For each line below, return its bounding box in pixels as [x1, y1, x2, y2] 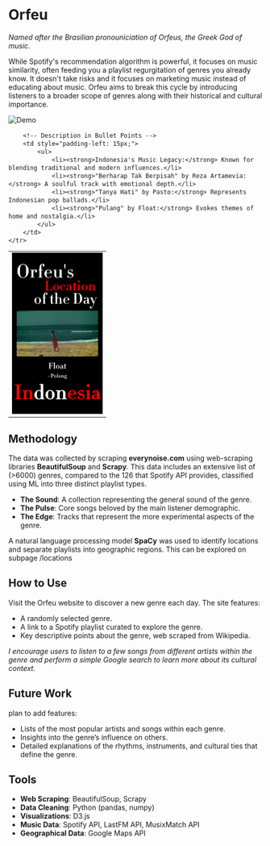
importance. [8, 99, 49, 109]
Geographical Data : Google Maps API [19, 828, 147, 838]
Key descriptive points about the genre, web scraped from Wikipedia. [19, 631, 251, 640]
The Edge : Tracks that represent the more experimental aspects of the [19, 512, 255, 521]
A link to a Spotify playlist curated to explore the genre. [19, 622, 203, 631]
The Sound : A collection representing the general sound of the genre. [19, 494, 252, 504]
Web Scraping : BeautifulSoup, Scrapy [19, 794, 147, 804]
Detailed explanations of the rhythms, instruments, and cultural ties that [19, 740, 258, 751]
